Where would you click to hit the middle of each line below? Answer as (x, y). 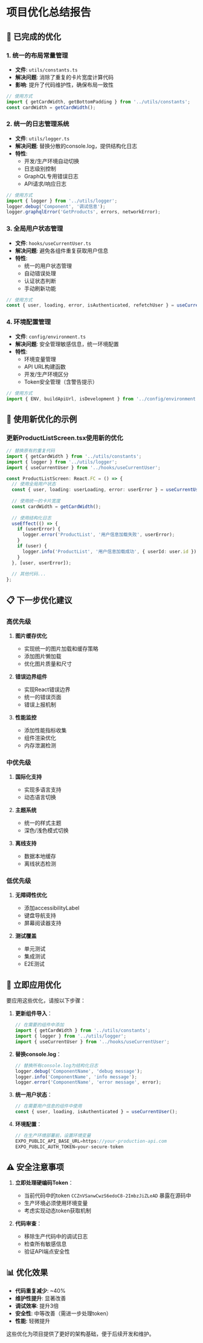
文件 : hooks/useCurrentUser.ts (53, 243)
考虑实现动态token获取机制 (58, 1211)
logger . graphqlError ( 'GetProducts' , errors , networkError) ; (84, 212)
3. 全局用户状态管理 (35, 229)
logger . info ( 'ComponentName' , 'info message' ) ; (76, 1077)
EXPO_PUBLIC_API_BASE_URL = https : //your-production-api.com (91, 1141)
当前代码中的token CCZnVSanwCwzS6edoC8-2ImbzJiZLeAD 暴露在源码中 (108, 1195)
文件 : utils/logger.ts (42, 138)
